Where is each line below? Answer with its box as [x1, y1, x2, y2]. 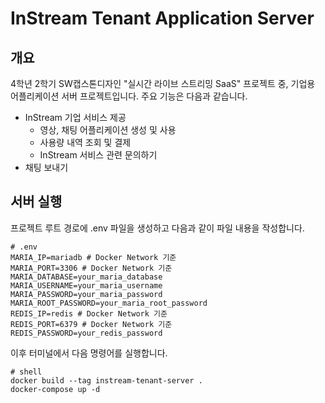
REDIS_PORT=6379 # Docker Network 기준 [10, 319, 173, 329]
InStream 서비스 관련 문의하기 [39, 149, 158, 161]
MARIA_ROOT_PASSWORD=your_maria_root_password [10, 298, 208, 308]
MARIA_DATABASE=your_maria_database [10, 272, 163, 282]
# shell [10, 367, 43, 377]
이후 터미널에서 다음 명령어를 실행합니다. [10, 347, 168, 359]
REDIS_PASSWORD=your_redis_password [10, 328, 163, 338]
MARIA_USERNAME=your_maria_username [10, 280, 163, 291]
